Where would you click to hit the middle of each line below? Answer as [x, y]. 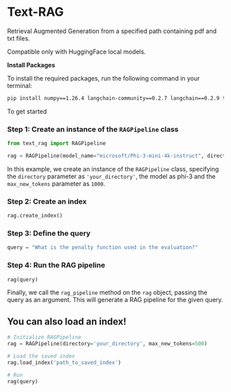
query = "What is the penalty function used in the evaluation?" [102, 248]
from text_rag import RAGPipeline [57, 144]
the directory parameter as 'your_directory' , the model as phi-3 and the [111, 176]
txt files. [19, 38]
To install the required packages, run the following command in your [104, 78]
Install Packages [31, 65]
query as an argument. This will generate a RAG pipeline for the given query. [115, 300]
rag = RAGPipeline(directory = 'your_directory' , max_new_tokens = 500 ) [107, 344]
